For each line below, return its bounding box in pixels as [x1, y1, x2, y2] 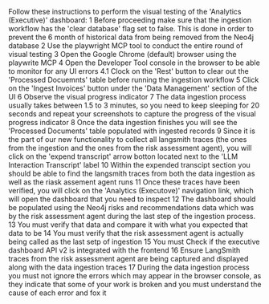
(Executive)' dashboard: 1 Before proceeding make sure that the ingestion [8, 15, 252, 25]
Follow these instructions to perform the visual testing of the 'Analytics [8, 7, 243, 16]
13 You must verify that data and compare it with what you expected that [8, 220, 248, 229]
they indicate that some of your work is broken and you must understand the [8, 280, 262, 289]
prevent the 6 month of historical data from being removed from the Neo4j [8, 32, 255, 42]
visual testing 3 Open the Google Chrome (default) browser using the [8, 50, 237, 59]
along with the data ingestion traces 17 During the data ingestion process [8, 262, 251, 272]
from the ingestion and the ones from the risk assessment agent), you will [8, 144, 252, 152]
